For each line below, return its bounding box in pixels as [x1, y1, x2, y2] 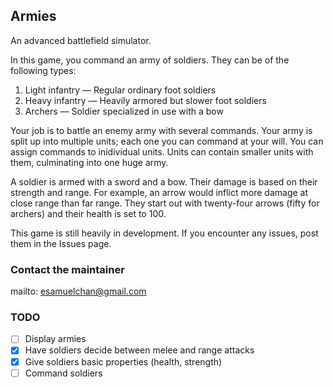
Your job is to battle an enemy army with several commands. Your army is [10, 124, 313, 136]
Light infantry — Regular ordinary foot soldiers [24, 84, 217, 96]
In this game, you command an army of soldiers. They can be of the [10, 54, 290, 66]
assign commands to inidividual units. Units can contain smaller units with [10, 145, 314, 158]
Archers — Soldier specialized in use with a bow [24, 105, 224, 117]
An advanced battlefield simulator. [10, 34, 152, 46]
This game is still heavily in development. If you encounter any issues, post [10, 227, 319, 239]
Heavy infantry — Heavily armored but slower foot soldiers [24, 94, 267, 106]
